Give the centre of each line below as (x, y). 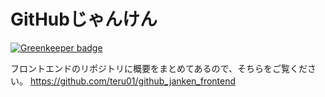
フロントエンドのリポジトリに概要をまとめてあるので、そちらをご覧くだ (159, 68)
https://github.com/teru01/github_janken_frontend (133, 81)
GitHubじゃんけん (84, 19)
